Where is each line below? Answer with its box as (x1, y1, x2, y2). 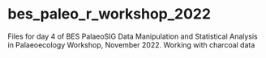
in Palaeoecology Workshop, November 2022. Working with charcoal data (7, 39, 255, 49)
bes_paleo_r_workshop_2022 (7, 5, 212, 23)
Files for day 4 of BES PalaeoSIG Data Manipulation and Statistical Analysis (7, 31, 259, 41)
